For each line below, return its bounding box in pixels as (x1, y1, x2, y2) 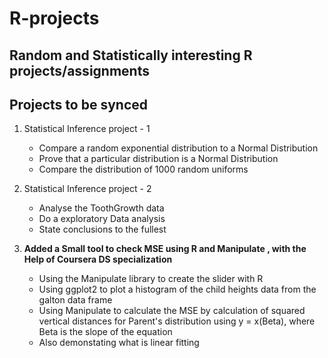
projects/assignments (9, 62, 150, 79)
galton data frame (38, 294, 113, 306)
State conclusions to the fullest (38, 223, 167, 236)
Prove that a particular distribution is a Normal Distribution (38, 153, 279, 165)
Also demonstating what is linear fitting (38, 337, 200, 349)
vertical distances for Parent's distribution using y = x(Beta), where (38, 315, 316, 327)
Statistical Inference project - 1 (23, 123, 151, 135)
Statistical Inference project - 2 (23, 183, 152, 195)
